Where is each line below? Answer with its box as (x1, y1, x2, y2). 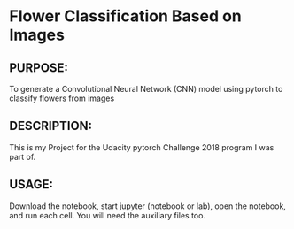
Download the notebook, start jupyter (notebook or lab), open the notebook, (9, 201, 286, 211)
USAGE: (9, 177, 54, 192)
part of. (9, 151, 36, 162)
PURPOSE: (9, 60, 69, 75)
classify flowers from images (9, 93, 115, 103)
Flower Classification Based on (9, 6, 242, 27)
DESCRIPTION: (9, 118, 93, 134)
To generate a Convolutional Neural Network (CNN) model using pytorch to (9, 84, 283, 94)
